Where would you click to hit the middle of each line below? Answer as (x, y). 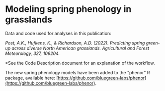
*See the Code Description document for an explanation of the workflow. (80, 63)
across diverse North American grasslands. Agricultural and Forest (81, 48)
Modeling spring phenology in (68, 9)
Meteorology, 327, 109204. (33, 53)
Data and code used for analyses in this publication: (58, 33)
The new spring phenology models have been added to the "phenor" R (78, 72)
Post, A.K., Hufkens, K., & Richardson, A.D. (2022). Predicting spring (75, 43)
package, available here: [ (32, 78)
